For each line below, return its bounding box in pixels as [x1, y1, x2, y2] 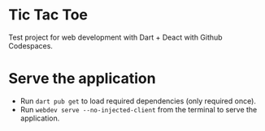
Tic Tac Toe [8, 6, 88, 24]
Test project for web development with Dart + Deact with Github [8, 32, 223, 42]
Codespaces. [8, 40, 53, 50]
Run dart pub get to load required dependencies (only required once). [20, 95, 256, 106]
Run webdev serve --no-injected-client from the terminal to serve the [20, 104, 258, 114]
